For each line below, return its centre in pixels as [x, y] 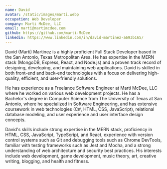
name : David [17, 10]
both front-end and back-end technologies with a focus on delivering [76, 73]
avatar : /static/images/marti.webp [42, 14]
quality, [13, 78]
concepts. [15, 120]
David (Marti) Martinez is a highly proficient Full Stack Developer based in [81, 52]
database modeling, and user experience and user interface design [74, 114]
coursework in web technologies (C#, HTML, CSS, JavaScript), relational [80, 109]
